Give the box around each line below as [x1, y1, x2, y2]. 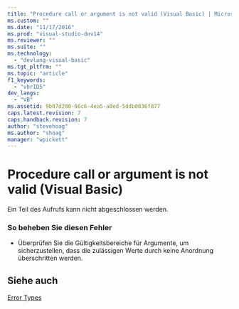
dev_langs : [7, 90, 40, 97]
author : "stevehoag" [7, 122, 69, 130]
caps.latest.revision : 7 [7, 109, 81, 116]
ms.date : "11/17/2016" [7, 23, 75, 31]
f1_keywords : [7, 76, 46, 84]
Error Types [7, 293, 42, 302]
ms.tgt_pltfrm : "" [7, 63, 62, 70]
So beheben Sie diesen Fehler [7, 223, 112, 233]
